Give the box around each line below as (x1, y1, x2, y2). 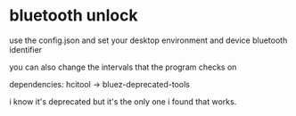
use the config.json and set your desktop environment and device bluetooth (9, 35, 288, 46)
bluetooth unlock (9, 5, 138, 26)
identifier (9, 44, 43, 54)
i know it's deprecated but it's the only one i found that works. (9, 95, 237, 107)
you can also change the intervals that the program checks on (9, 62, 237, 72)
